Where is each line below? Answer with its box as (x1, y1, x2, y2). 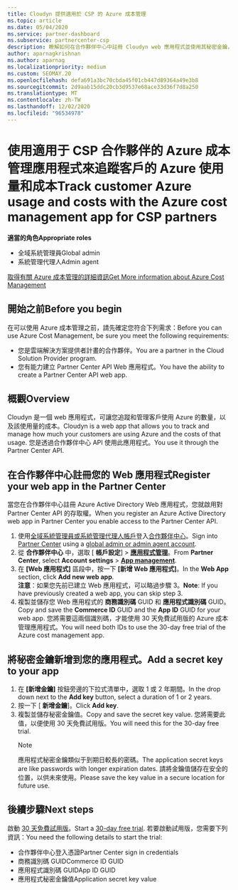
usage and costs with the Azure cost (7, 194, 227, 210)
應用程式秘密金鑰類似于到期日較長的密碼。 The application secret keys (17, 755, 224, 764)
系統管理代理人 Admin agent (17, 257, 99, 266)
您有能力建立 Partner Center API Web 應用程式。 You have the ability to (17, 362, 225, 371)
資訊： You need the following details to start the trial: (7, 832, 163, 841)
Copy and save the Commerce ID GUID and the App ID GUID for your (17, 606, 221, 614)
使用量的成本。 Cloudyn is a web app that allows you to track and (19, 422, 210, 431)
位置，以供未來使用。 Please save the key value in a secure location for (17, 773, 225, 782)
